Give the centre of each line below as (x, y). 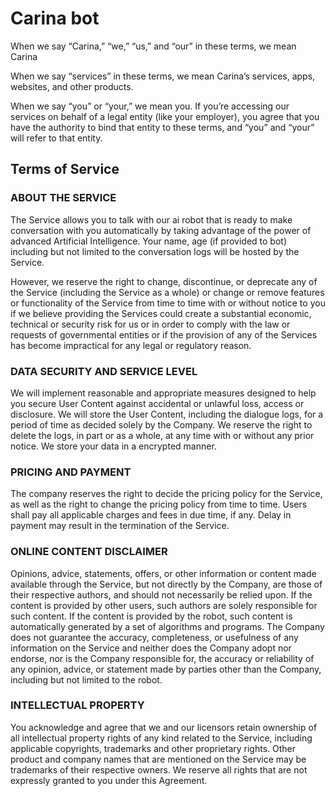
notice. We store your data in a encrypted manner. (113, 446)
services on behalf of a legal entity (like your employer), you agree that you (165, 116)
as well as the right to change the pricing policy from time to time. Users (159, 504)
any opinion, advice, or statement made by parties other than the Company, (166, 669)
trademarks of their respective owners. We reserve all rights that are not (159, 769)
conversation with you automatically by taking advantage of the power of (161, 230)
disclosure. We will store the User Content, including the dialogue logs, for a (167, 414)
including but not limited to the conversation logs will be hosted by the (155, 251)
